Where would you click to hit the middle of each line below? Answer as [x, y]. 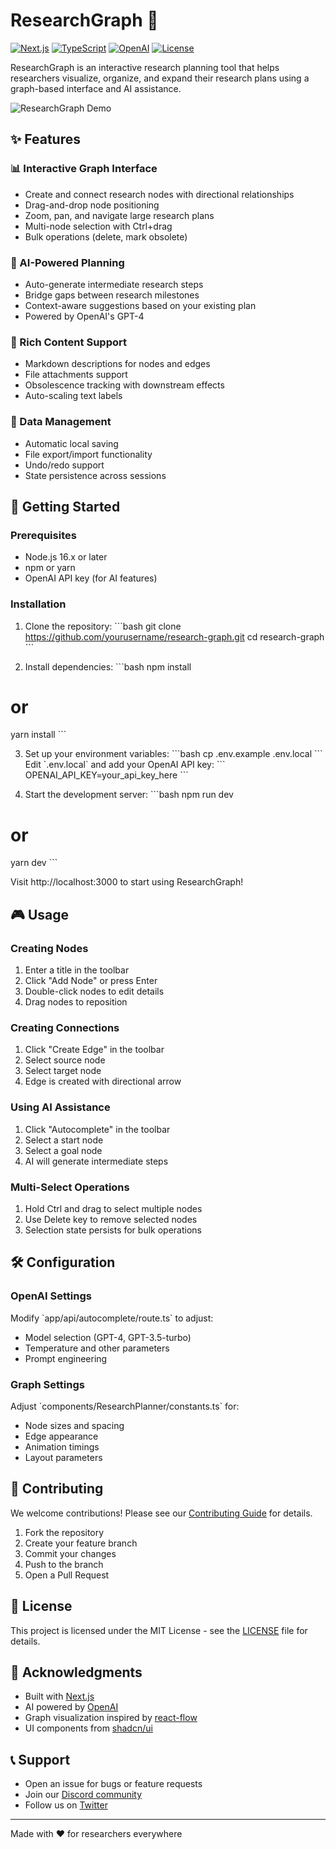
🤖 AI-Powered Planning [67, 262]
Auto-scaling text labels [73, 396]
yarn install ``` [38, 735]
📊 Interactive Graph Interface [84, 169]
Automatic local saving [71, 443]
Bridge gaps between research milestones [112, 295]
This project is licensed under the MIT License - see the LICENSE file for [159, 1630]
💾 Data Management [61, 422]
